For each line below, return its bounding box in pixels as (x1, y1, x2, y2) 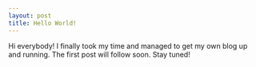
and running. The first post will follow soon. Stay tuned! (8, 49, 190, 59)
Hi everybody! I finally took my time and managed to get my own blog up (8, 41, 248, 50)
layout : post (8, 11, 52, 20)
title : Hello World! (8, 19, 78, 27)
